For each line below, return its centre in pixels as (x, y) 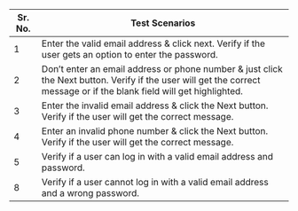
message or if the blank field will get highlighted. (142, 91)
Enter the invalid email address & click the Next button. (155, 105)
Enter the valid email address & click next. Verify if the (153, 43)
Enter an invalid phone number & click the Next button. (155, 131)
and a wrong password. (90, 193)
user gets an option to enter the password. (130, 55)
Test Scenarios (163, 23)
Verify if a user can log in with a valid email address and (157, 156)
